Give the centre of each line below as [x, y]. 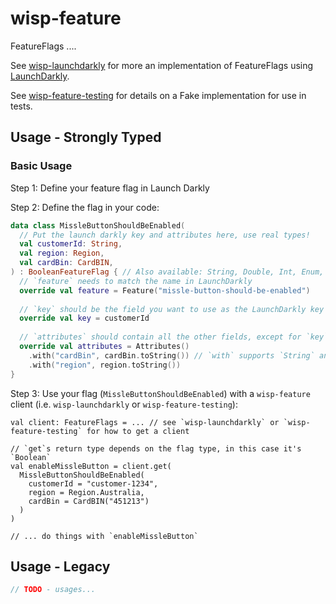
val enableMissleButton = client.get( [91, 466]
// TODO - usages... [53, 590]
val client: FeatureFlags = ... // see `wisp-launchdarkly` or [145, 422]
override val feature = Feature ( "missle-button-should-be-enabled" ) [165, 290]
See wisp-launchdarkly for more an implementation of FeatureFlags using [162, 65]
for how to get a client [138, 431]
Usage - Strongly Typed [86, 137]
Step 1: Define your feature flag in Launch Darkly [110, 188]
